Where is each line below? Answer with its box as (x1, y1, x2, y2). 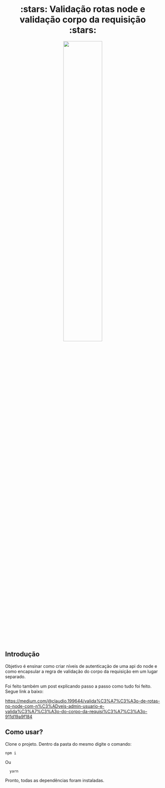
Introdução (5, 650, 40, 658)
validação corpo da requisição (19, 14, 146, 25)
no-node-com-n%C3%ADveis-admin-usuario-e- (5, 703, 105, 709)
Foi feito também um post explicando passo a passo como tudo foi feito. (5, 683, 152, 689)
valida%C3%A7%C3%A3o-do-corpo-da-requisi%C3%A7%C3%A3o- (5, 708, 148, 714)
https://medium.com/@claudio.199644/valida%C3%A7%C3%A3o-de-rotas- (5, 698, 160, 704)
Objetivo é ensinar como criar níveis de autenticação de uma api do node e (5, 663, 158, 669)
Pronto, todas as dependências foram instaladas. (5, 777, 104, 783)
